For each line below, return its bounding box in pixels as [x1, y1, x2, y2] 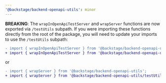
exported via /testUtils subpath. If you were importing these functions [5, 26, 151, 32]
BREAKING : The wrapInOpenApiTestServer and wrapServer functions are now [5, 21, 161, 27]
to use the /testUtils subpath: [5, 36, 68, 42]
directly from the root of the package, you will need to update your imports [5, 31, 157, 37]
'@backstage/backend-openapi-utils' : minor [5, 7, 96, 12]
